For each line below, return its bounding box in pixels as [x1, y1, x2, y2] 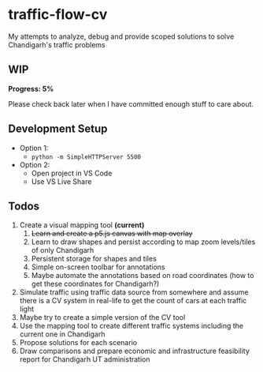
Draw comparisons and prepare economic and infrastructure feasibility [19, 346, 250, 356]
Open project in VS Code [31, 168, 113, 178]
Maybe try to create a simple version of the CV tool [19, 313, 186, 322]
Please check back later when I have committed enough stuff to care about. [8, 99, 254, 108]
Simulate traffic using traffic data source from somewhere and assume [19, 287, 249, 297]
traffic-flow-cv [8, 6, 108, 24]
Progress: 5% [8, 84, 54, 93]
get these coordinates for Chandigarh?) [31, 279, 160, 289]
